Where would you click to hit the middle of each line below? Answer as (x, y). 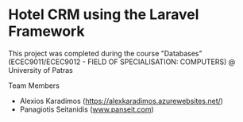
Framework (46, 31)
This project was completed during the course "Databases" (105, 53)
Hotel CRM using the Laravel (104, 15)
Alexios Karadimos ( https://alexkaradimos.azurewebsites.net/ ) (121, 101)
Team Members (34, 86)
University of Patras (40, 70)
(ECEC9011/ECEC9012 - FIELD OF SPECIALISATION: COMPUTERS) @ (122, 62)
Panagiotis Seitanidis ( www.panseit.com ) (87, 109)
